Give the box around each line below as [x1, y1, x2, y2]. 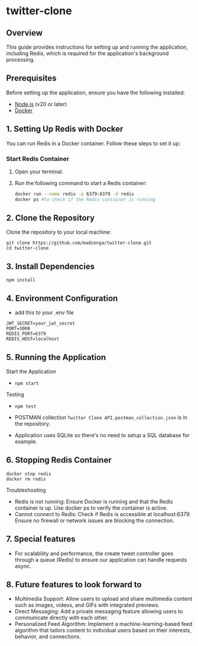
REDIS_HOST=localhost [6, 336, 60, 342]
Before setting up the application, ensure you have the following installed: [6, 89, 185, 96]
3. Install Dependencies [6, 261, 95, 271]
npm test [14, 403, 37, 409]
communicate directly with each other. [14, 614, 109, 621]
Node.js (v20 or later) [14, 100, 67, 107]
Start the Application [6, 368, 56, 375]
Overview [6, 28, 43, 38]
